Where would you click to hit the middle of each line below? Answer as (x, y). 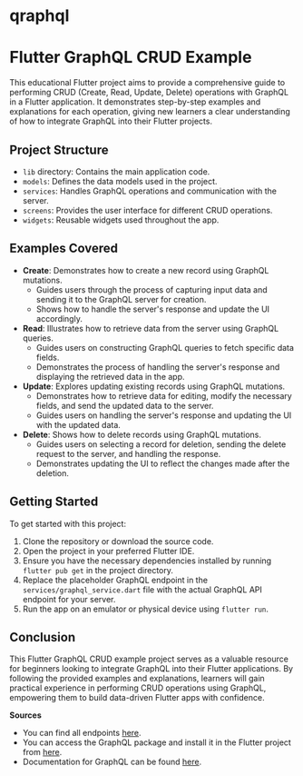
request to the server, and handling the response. (128, 453)
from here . (42, 752)
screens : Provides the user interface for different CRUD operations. (147, 210)
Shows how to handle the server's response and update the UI (153, 309)
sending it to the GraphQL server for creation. (121, 299)
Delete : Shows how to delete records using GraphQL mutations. (142, 434)
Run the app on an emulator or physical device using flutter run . (146, 609)
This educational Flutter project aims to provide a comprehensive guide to (147, 83)
